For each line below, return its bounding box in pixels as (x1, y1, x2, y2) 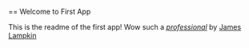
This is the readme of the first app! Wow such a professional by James (8, 22, 242, 31)
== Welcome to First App (8, 7, 91, 16)
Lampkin (8, 31, 37, 40)
